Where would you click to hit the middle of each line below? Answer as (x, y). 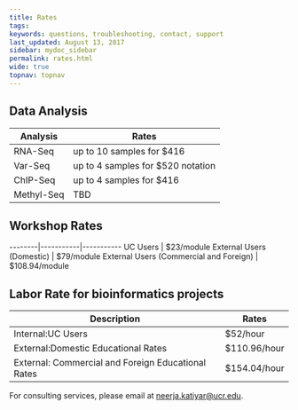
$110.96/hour (255, 349)
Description (115, 319)
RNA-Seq (34, 151)
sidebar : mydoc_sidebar (53, 51)
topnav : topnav (37, 75)
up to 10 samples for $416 (129, 151)
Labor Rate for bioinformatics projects (117, 294)
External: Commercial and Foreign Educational (110, 363)
